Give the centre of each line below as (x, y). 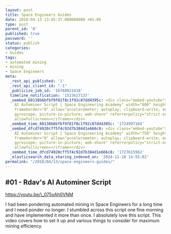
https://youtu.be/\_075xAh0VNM (39, 195)
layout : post (19, 10)
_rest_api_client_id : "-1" (38, 86)
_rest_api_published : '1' (37, 81)
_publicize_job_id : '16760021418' (46, 90)
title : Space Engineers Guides (38, 15)
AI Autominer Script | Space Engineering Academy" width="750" (83, 133)
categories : (18, 48)
